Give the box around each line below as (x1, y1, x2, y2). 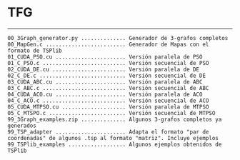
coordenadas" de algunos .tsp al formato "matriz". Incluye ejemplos (7, 134, 219, 141)
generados (7, 122, 37, 129)
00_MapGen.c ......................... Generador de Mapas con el (7, 41, 209, 48)
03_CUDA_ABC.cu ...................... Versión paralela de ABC (7, 78, 203, 86)
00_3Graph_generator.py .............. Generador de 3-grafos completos (7, 34, 229, 41)
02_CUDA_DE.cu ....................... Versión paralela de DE (7, 66, 200, 73)
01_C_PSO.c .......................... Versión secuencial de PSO (7, 59, 209, 66)
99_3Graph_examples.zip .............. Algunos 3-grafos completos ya (7, 116, 222, 123)
